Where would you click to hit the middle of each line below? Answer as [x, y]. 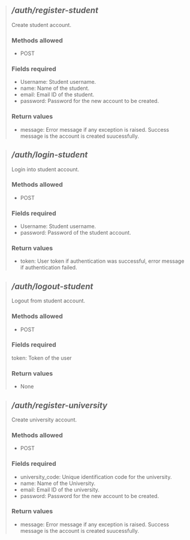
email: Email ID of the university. [60, 489]
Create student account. [41, 25]
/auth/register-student [55, 10]
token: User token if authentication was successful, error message [102, 261]
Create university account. [44, 420]
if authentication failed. [49, 268]
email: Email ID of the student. [57, 95]
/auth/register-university [59, 405]
